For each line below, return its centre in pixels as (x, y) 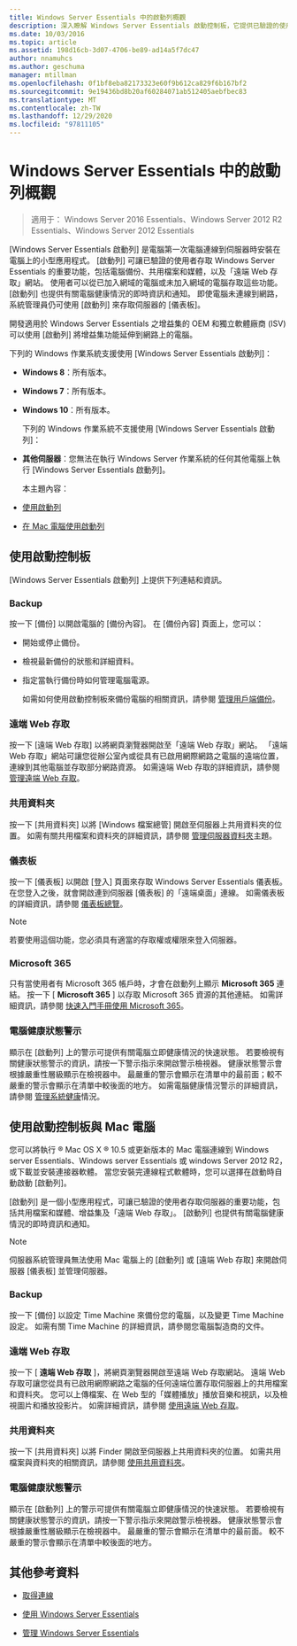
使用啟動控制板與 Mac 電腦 (83, 1126)
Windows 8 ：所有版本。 (67, 372)
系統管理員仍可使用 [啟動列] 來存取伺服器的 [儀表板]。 (107, 304)
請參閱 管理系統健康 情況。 (57, 1096)
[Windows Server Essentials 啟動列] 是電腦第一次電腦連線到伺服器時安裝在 (145, 249)
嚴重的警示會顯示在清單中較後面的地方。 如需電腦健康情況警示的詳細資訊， (146, 1085)
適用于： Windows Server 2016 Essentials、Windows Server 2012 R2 (156, 219)
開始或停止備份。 (53, 642)
